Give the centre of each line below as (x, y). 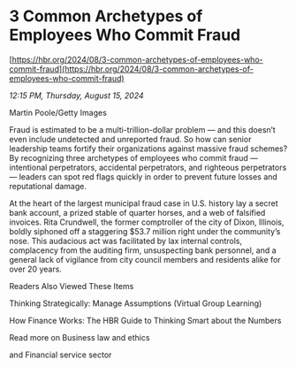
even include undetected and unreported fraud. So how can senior (130, 139)
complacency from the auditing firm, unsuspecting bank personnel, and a (143, 250)
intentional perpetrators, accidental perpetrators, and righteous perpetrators (148, 167)
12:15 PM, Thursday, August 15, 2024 (76, 96)
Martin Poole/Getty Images (58, 112)
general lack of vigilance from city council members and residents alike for (145, 259)
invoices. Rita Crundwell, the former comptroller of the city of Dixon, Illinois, (147, 222)
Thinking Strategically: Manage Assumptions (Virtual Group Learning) (136, 303)
